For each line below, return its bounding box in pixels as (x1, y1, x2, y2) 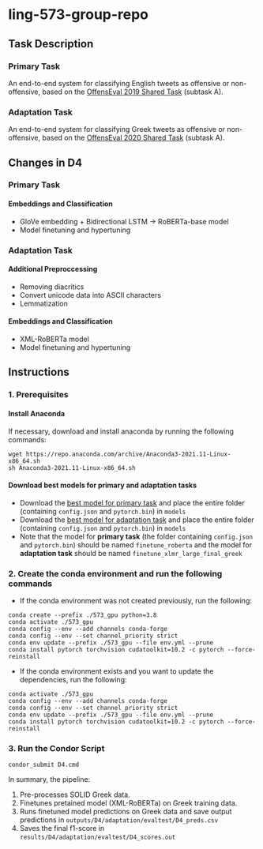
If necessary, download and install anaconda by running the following (8, 426, 235, 436)
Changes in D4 (8, 156, 83, 169)
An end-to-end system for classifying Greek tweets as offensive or (8, 125, 226, 134)
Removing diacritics (19, 282, 85, 291)
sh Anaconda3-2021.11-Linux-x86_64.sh (8, 464, 136, 471)
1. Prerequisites (8, 389, 69, 400)
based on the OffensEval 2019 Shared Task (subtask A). (42, 87, 224, 96)
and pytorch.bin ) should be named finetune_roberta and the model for (19, 539, 253, 550)
